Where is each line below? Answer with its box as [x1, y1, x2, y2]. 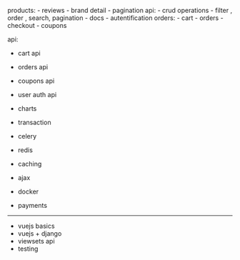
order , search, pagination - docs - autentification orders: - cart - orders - [7, 14, 224, 22]
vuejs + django [17, 229, 62, 238]
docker [17, 187, 39, 196]
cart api [17, 49, 41, 57]
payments [17, 201, 48, 209]
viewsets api [17, 237, 55, 245]
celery [17, 132, 37, 140]
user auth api [17, 91, 57, 99]
